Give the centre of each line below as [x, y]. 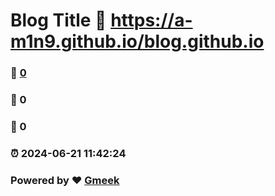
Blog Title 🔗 [58, 20]
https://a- [151, 20]
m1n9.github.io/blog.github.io [137, 41]
